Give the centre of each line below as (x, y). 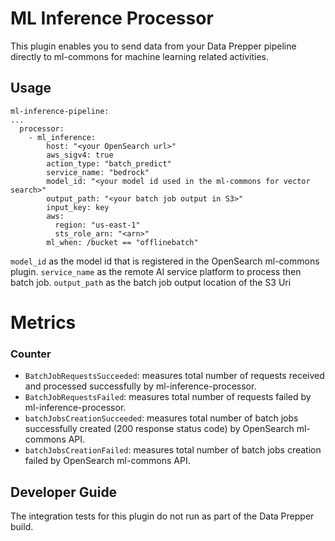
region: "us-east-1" (97, 225)
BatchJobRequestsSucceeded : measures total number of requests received (174, 376)
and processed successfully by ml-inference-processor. (140, 386)
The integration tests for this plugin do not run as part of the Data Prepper (162, 516)
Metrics (43, 322)
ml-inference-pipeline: (60, 111)
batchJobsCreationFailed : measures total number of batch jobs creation (173, 450)
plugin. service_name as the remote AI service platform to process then (156, 271)
